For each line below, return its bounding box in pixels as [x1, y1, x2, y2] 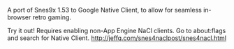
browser [7, 13, 31, 21]
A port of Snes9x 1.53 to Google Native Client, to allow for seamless [7, 6, 203, 14]
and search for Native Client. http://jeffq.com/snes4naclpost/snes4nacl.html [7, 34, 227, 42]
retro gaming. [32, 13, 72, 21]
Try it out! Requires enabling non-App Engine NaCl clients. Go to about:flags [7, 27, 226, 35]
